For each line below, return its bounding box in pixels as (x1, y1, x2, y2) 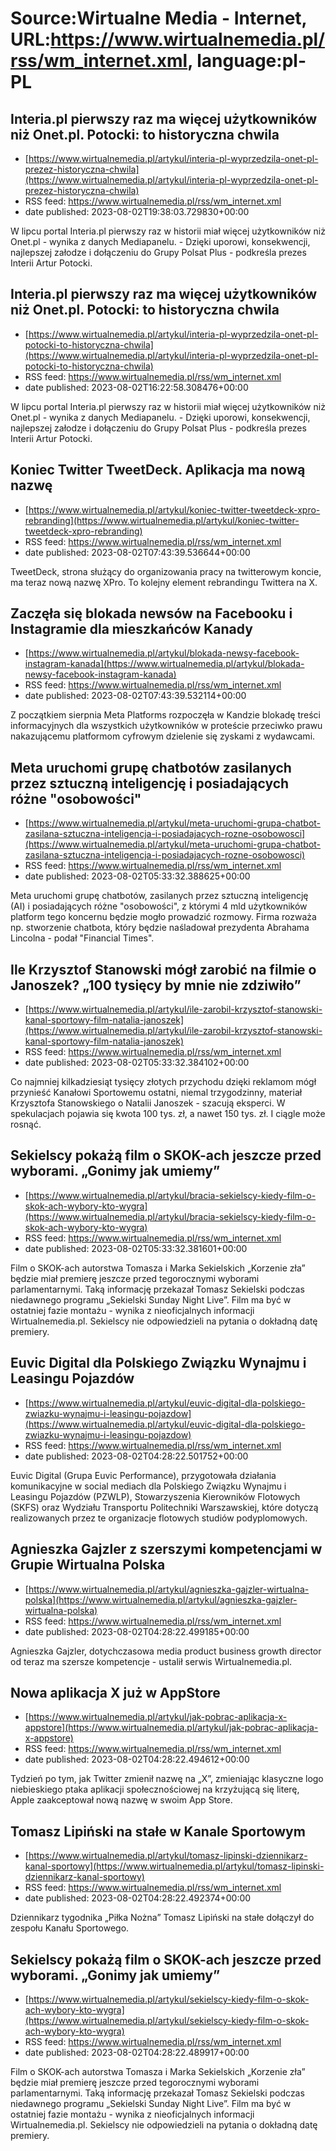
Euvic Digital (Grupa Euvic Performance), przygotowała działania (10, 1469, 277, 1481)
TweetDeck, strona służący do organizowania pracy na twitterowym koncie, (10, 565, 322, 577)
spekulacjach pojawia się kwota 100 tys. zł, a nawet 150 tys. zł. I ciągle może (10, 1108, 326, 1120)
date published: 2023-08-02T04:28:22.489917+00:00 (24, 2046, 250, 2058)
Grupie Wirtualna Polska (10, 1557, 166, 1574)
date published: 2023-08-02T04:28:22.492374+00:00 (24, 1892, 252, 1904)
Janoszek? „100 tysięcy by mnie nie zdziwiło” (10, 977, 302, 994)
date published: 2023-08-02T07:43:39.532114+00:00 (24, 690, 247, 702)
